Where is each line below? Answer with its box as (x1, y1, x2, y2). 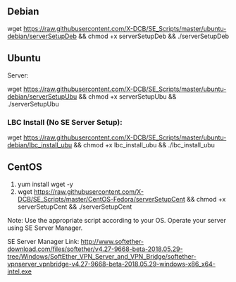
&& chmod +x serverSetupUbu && (78, 92, 177, 101)
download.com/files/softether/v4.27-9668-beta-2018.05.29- (7, 245, 183, 253)
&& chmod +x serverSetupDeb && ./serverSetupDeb (78, 32, 230, 40)
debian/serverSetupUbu (7, 92, 77, 101)
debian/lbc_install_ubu (7, 140, 73, 149)
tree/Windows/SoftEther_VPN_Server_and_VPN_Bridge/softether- (7, 252, 197, 260)
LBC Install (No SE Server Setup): (7, 117, 123, 127)
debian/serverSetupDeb (7, 32, 77, 40)
